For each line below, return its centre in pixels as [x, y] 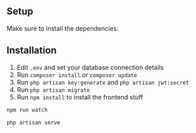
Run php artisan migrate [53, 90]
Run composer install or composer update [77, 75]
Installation [32, 51]
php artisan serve [33, 122]
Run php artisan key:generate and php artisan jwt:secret [103, 82]
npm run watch [27, 110]
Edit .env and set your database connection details [90, 67]
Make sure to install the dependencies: [63, 28]
